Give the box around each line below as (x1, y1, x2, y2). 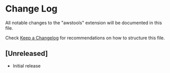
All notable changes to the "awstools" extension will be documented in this (5, 20, 162, 26)
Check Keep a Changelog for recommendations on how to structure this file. (5, 35, 165, 41)
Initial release (12, 62, 41, 68)
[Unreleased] (5, 49, 48, 58)
